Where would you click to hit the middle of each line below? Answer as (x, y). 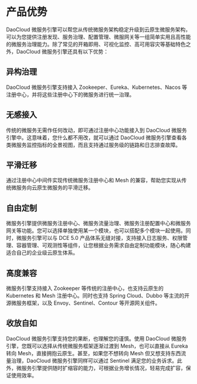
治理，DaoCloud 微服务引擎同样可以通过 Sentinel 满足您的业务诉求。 (94, 360)
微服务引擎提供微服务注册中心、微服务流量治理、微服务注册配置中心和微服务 (98, 223)
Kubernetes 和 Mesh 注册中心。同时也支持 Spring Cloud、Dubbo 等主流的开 (98, 295)
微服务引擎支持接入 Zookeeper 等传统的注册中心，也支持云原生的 (85, 288)
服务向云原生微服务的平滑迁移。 (55, 188)
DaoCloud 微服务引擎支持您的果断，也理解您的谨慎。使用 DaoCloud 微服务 (96, 338)
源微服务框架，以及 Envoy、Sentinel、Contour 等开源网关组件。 (83, 303)
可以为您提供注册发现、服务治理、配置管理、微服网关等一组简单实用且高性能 (98, 36)
